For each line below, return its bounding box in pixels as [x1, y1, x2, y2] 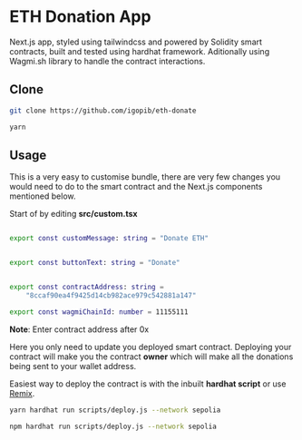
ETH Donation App [9, 6, 151, 27]
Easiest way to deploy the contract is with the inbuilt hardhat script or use [9, 378, 287, 389]
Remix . [9, 387, 35, 398]
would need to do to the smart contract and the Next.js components [9, 181, 263, 192]
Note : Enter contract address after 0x [9, 324, 150, 335]
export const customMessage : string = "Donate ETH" [9, 234, 209, 243]
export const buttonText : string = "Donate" [9, 259, 180, 268]
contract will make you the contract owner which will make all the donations [9, 351, 294, 362]
